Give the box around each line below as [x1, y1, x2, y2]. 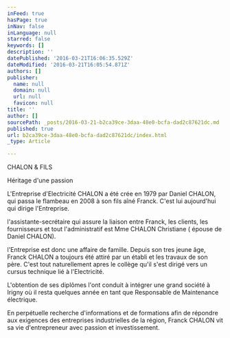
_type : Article [7, 138, 51, 145]
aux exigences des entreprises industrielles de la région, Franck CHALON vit [7, 316, 223, 324]
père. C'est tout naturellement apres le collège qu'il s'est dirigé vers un [7, 260, 208, 268]
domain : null [13, 87, 51, 94]
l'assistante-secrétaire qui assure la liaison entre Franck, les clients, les [7, 218, 208, 226]
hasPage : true [7, 17, 48, 23]
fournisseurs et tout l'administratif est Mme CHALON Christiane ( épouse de [7, 225, 222, 233]
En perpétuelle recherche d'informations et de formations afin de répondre [7, 309, 218, 317]
